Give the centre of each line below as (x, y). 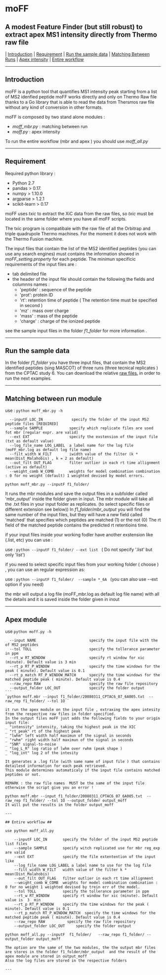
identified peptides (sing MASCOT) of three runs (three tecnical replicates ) (82, 368)
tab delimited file (29, 274)
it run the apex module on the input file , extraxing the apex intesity (83, 710)
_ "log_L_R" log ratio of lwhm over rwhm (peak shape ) (64, 749)
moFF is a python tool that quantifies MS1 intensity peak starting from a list (81, 91)
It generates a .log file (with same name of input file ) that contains (83, 762)
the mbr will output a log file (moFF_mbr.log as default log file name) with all (82, 594)
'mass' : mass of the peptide (49, 316)
